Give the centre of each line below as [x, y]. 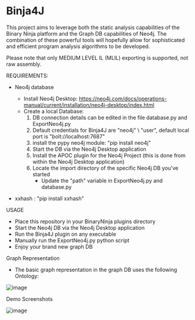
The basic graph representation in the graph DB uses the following [96, 270]
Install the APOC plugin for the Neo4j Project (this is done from [109, 155]
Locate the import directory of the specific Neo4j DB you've [106, 168]
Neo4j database [34, 87]
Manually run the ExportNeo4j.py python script [72, 240]
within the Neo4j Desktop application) [79, 161]
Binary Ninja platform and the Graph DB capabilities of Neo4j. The [87, 33]
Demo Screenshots [30, 299]
